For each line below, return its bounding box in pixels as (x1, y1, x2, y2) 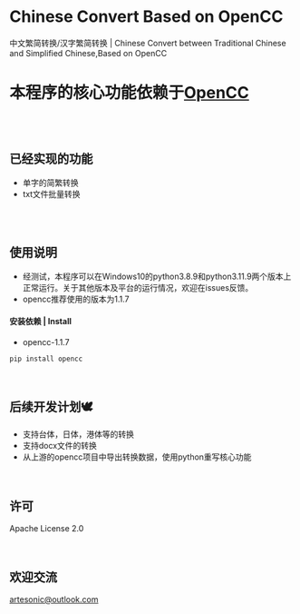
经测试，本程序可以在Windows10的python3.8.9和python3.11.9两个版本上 (22, 271, 292, 282)
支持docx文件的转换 (22, 441, 98, 451)
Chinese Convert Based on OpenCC (9, 6, 284, 27)
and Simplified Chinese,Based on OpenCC (9, 47, 168, 58)
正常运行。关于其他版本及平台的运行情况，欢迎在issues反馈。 (22, 282, 254, 292)
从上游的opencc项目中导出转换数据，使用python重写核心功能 (22, 451, 252, 462)
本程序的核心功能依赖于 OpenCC (9, 83, 249, 104)
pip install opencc (9, 354, 83, 363)
